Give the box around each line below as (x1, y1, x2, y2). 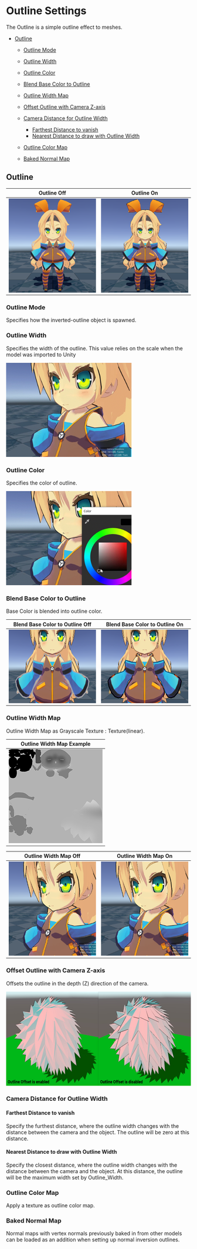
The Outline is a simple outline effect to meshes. (6, 24, 123, 31)
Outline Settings (6, 4, 87, 18)
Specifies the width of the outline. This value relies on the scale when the (6, 345, 183, 352)
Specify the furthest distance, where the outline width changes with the (6, 1122, 179, 1130)
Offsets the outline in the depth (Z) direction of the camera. (6, 980, 149, 987)
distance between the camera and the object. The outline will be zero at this (6, 1128, 189, 1136)
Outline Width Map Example (20, 740, 91, 747)
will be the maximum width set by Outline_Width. (6, 1174, 124, 1181)
